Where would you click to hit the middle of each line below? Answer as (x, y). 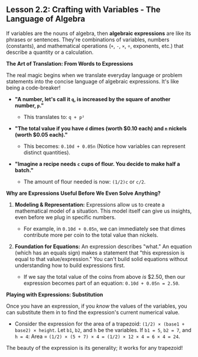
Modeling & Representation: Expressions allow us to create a (90, 204)
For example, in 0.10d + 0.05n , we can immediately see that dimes (105, 229)
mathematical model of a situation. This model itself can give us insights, (103, 211)
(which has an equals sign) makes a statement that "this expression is (100, 253)
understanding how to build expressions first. (70, 265)
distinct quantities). (47, 152)
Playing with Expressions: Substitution (55, 294)
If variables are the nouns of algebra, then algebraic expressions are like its (99, 33)
